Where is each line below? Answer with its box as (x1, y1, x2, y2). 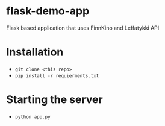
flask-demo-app (6, 4, 90, 18)
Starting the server (6, 93, 104, 107)
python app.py (14, 113, 51, 120)
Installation (6, 45, 64, 59)
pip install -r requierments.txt (14, 72, 99, 79)
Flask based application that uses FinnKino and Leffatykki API (6, 24, 160, 31)
